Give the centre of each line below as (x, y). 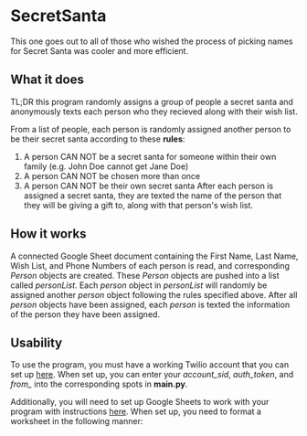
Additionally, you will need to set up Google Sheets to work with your (140, 402)
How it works (48, 234)
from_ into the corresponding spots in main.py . (99, 384)
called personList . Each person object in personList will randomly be (139, 285)
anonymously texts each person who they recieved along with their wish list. (154, 112)
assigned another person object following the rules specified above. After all (154, 294)
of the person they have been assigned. (85, 314)
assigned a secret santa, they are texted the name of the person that (153, 195)
